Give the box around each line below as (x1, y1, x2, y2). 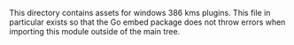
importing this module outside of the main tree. (9, 26, 181, 36)
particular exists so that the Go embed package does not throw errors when (9, 17, 286, 27)
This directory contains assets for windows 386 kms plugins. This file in (9, 8, 271, 18)
